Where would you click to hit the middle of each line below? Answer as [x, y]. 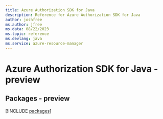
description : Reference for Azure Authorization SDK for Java [73, 15]
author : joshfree [24, 19]
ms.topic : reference [27, 34]
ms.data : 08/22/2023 [27, 29]
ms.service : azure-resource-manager [44, 44]
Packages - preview [38, 99]
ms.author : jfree [24, 24]
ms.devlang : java [24, 39]
